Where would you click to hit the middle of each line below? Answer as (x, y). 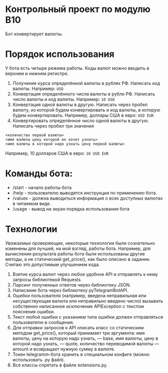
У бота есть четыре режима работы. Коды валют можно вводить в (77, 68)
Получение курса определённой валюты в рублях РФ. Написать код (86, 83)
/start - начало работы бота (42, 188)
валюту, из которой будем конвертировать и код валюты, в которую (86, 110)
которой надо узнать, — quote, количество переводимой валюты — (86, 343)
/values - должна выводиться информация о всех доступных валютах (88, 198)
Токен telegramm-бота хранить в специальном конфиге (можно (81, 354)
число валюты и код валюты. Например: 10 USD (63, 99)
